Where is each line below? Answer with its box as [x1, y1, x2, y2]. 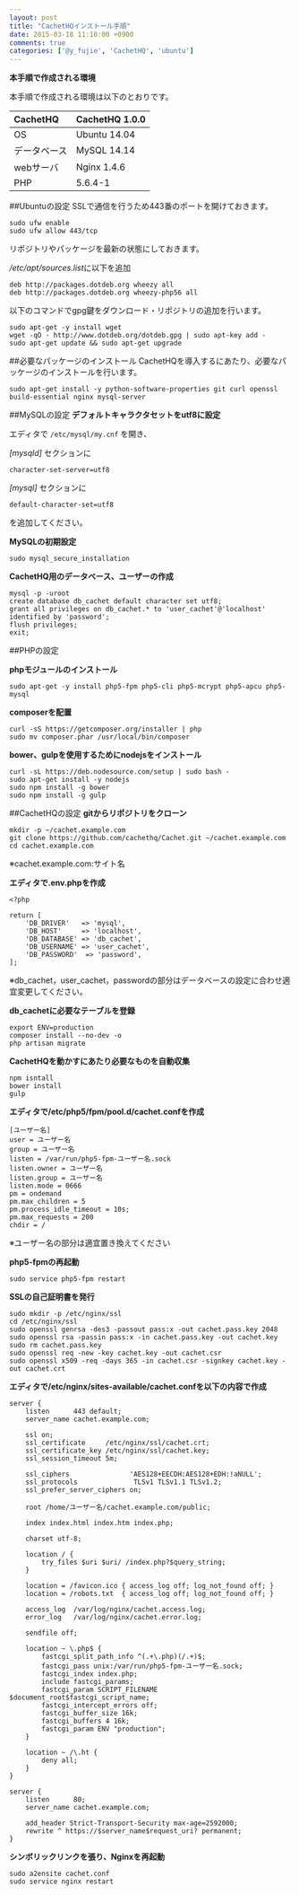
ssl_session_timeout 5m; [25, 1454, 118, 1463]
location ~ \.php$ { [25, 1645, 102, 1654]
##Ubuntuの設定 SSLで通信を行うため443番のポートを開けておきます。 [9, 201, 273, 212]
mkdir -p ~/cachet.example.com [9, 826, 126, 835]
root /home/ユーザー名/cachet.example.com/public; [25, 1503, 211, 1513]
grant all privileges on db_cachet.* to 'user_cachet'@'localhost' [9, 605, 267, 614]
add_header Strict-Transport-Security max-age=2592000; [25, 1819, 239, 1828]
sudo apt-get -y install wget [9, 323, 123, 332]
